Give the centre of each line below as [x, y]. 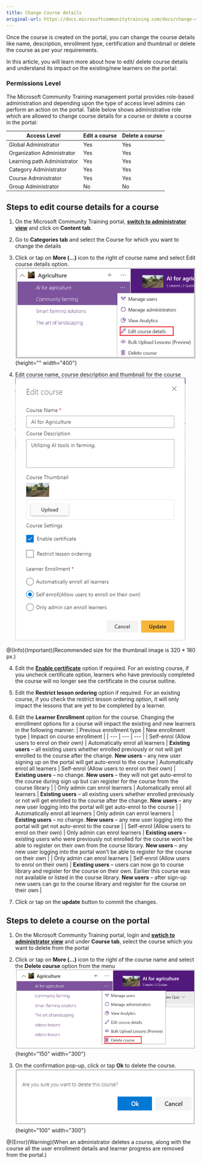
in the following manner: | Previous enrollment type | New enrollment [100, 730]
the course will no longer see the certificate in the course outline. [96, 681]
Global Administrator [34, 144]
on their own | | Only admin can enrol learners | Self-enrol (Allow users [103, 858]
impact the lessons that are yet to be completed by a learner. [90, 705]
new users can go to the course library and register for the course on [100, 884]
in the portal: [22, 122]
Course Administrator [35, 178]
